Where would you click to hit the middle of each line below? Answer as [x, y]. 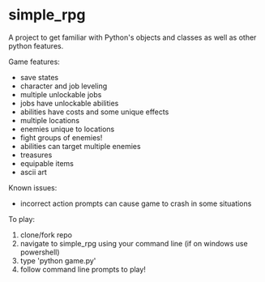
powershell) [40, 252]
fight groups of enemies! [61, 137]
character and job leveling [64, 86]
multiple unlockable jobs [61, 94]
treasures [36, 155]
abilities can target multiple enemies [80, 146]
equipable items [47, 163]
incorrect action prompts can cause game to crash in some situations [136, 203]
